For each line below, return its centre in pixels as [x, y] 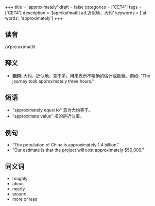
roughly [20, 178]
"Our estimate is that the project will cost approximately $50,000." [78, 150]
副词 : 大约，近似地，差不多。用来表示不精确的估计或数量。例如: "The [81, 76]
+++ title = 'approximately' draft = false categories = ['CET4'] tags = [73, 7]
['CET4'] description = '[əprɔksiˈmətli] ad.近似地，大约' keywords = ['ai [76, 13]
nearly [18, 189]
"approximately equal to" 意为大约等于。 [52, 110]
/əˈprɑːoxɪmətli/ [20, 47]
